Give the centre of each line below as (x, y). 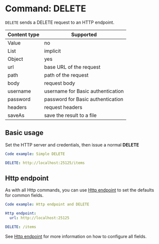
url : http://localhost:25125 (40, 218)
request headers (63, 107)
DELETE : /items (21, 227)
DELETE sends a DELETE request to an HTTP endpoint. (60, 22)
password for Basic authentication (84, 99)
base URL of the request (72, 67)
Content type (23, 34)
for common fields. (24, 195)
